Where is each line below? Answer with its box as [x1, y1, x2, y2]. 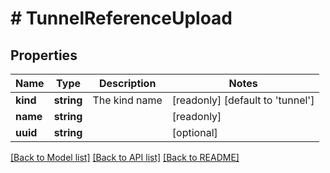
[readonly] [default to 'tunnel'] [171, 93, 315, 107]
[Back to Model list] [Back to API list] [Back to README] [10, 152, 240, 163]
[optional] [171, 126, 218, 139]
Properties [10, 47, 78, 64]
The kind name [92, 93, 163, 107]
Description [98, 77, 157, 90]
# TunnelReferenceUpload [10, 7, 233, 30]
